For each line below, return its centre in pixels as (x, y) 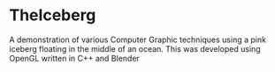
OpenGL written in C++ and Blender (74, 58)
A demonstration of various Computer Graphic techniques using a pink (138, 40)
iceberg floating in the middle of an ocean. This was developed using (135, 48)
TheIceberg (53, 15)
